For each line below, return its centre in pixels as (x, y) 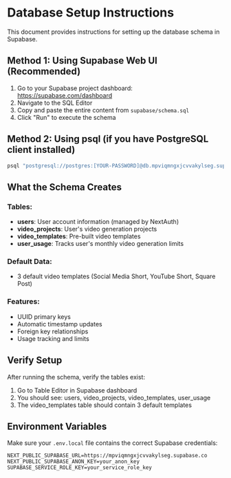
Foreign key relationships (53, 331)
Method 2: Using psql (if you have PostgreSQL (108, 139)
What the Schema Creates (65, 187)
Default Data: (30, 262)
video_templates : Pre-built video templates (79, 236)
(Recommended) (44, 71)
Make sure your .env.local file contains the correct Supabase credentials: (112, 443)
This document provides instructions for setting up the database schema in (113, 32)
